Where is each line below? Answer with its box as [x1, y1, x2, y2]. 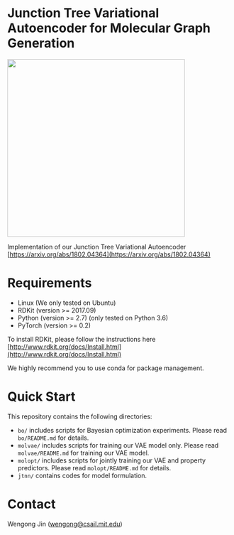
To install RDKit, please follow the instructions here [7, 335, 156, 343]
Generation [7, 36, 75, 51]
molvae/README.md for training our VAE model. [17, 448, 150, 457]
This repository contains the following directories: [7, 412, 152, 421]
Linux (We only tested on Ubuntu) [17, 298, 116, 307]
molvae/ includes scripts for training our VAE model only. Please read [17, 441, 219, 449]
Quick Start [7, 389, 76, 405]
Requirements [7, 275, 92, 291]
